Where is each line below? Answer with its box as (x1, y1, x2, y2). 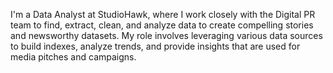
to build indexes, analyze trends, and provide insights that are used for (10, 40, 301, 52)
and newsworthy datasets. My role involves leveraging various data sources (10, 30, 323, 41)
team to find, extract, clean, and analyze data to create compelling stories (10, 19, 314, 31)
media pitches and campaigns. (10, 51, 137, 63)
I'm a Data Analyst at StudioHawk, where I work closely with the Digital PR (10, 9, 316, 20)
